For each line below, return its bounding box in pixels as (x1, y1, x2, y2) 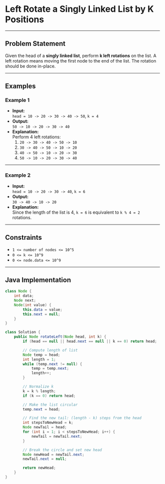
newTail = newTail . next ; (31, 434, 82, 439)
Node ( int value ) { (14, 302, 52, 307)
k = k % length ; (23, 388, 56, 393)
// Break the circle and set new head (23, 447, 102, 452)
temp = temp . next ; (31, 366, 69, 371)
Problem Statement (5, 39, 66, 48)
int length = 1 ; (23, 357, 56, 362)
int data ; (14, 293, 34, 298)
